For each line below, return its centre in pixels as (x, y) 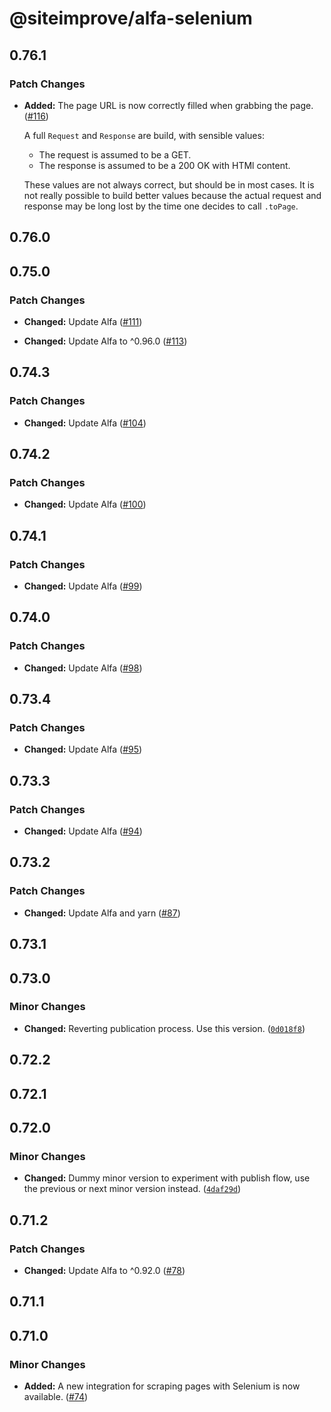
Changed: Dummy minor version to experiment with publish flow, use (167, 1178)
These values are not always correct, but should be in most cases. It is (169, 184)
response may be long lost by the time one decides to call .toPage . (161, 206)
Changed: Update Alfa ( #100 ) (85, 504)
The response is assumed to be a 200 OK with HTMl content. (164, 165)
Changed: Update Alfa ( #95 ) (83, 749)
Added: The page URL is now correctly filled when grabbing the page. (168, 105)
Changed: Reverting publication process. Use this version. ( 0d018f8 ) (164, 1028)
